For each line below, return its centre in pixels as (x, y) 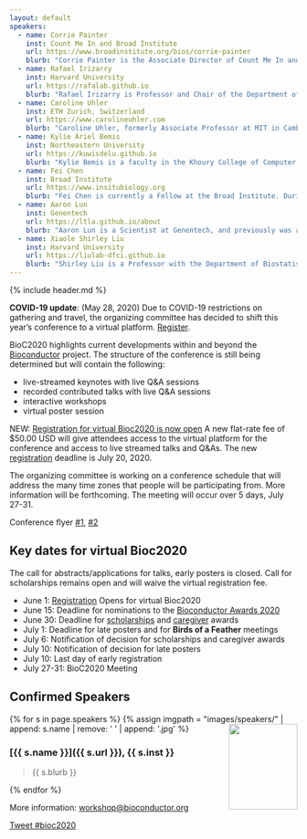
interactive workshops (64, 401)
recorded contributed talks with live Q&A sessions (116, 392)
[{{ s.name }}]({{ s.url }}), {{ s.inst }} (92, 752)
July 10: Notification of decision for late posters (111, 648)
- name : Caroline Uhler (63, 103)
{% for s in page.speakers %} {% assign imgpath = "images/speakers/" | (147, 718)
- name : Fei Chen (51, 171)
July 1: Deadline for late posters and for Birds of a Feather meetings (150, 629)
